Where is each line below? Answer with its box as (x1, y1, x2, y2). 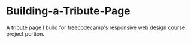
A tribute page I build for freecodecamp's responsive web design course (6, 24, 186, 31)
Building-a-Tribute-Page (6, 4, 131, 18)
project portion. (6, 30, 45, 37)
